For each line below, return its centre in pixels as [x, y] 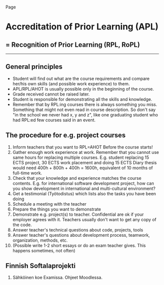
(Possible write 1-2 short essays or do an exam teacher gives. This [79, 245]
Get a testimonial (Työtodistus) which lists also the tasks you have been [84, 193]
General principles [34, 67]
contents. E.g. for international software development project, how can [83, 183]
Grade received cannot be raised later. [51, 94]
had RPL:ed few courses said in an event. [54, 120]
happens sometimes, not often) [44, 250]
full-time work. [27, 173]
